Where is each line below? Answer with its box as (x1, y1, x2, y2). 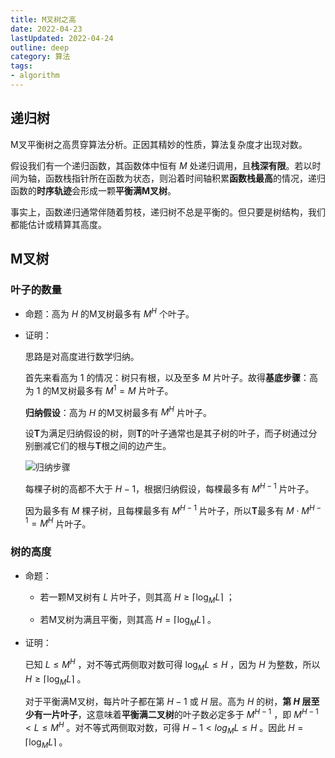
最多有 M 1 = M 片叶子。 (76, 383, 174, 396)
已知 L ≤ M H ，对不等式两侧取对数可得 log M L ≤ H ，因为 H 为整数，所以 (24, 657, 321, 673)
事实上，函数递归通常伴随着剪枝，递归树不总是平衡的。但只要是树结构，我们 (10, 206, 326, 218)
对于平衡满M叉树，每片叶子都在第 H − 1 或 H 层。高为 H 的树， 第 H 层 (24, 696, 312, 708)
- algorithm (10, 71, 60, 81)
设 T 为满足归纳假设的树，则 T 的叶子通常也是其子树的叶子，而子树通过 (24, 427, 309, 440)
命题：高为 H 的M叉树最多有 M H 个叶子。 (24, 306, 195, 320)
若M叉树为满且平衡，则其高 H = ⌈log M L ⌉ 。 (39, 614, 217, 628)
